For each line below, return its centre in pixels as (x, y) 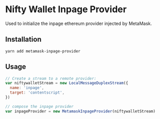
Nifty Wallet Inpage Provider (66, 9)
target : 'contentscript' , (37, 93)
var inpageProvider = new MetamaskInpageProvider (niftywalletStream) (81, 111)
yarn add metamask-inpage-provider (43, 51)
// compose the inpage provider (39, 106)
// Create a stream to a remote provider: (51, 78)
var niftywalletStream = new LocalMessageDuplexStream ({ (67, 83)
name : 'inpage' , (27, 88)
